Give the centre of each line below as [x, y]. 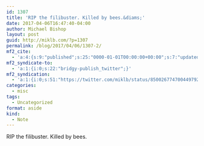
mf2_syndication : [28, 74]
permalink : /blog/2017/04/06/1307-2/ [54, 46]
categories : [21, 86]
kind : [13, 114]
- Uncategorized [32, 102]
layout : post [23, 35]
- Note [20, 119]
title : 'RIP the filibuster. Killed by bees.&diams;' [76, 18]
